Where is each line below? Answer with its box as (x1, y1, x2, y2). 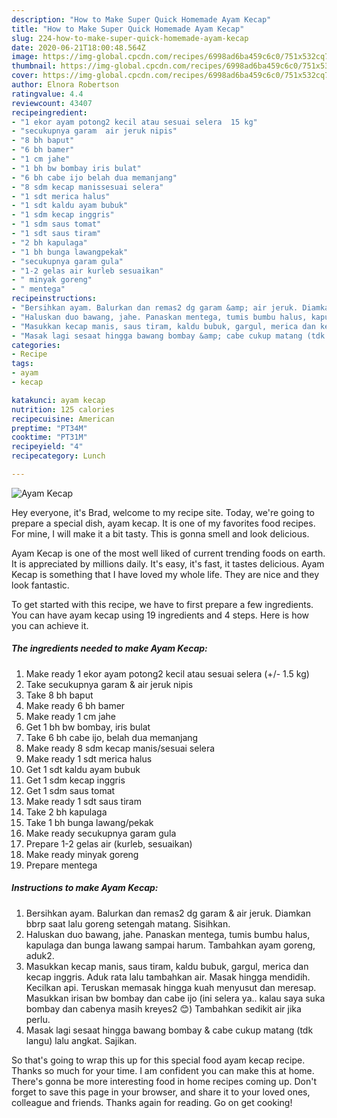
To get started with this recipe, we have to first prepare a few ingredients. (11, 598, 314, 610)
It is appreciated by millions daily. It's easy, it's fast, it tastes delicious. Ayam (11, 557, 325, 570)
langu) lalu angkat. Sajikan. (25, 1034, 138, 1046)
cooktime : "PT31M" (11, 432, 88, 443)
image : (11, 52, 39, 62)
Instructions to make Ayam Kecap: (11, 882, 159, 894)
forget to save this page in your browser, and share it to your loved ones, (11, 1086, 311, 1098)
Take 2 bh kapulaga (25, 806, 108, 818)
